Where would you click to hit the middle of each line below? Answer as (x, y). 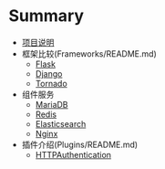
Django (49, 73)
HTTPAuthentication (73, 154)
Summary (46, 16)
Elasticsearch (61, 123)
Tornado (51, 83)
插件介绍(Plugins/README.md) (80, 144)
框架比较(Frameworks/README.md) (89, 53)
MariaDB (52, 104)
